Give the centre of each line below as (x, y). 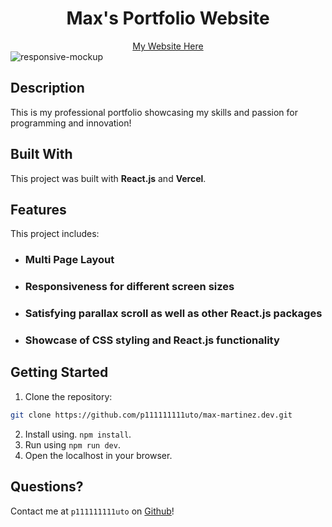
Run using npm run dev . (72, 444)
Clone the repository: (68, 396)
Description (47, 88)
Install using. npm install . (78, 434)
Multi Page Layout (69, 260)
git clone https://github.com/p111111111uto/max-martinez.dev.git (151, 415)
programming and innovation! (71, 123)
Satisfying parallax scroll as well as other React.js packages (173, 314)
